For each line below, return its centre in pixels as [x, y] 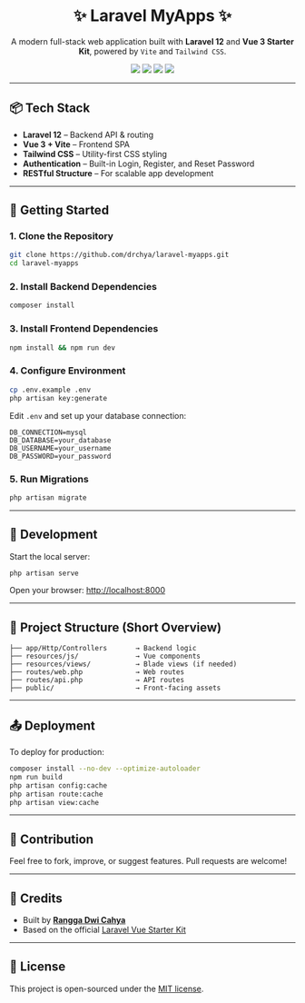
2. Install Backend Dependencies [83, 287]
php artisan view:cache [54, 802]
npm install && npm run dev [63, 348]
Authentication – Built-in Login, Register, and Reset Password [138, 164]
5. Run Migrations [49, 479]
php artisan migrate [49, 497]
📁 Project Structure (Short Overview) [116, 627]
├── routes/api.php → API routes [97, 680]
